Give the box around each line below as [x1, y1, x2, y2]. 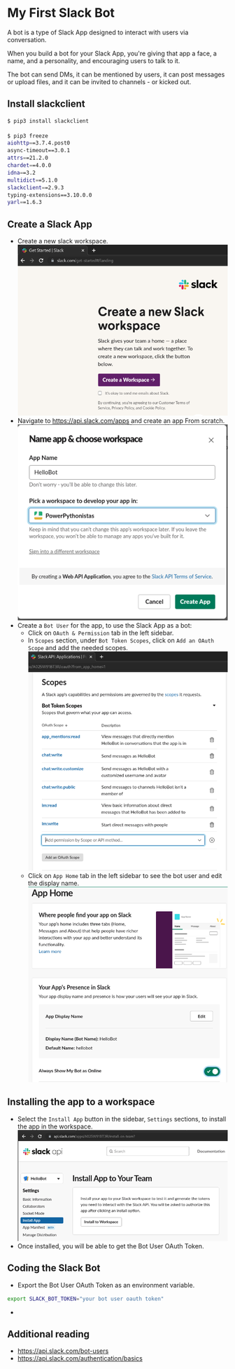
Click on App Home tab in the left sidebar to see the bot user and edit [27, 872, 222, 880]
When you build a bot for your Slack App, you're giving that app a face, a [7, 49, 217, 58]
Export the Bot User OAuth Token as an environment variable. [17, 1281, 195, 1289]
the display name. [27, 879, 79, 888]
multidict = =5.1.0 [7, 177, 58, 184]
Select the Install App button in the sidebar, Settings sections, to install [17, 1114, 227, 1123]
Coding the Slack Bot [7, 1262, 101, 1274]
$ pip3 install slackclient [7, 117, 90, 124]
